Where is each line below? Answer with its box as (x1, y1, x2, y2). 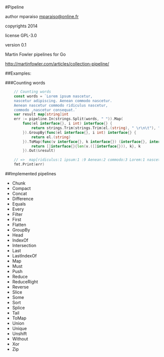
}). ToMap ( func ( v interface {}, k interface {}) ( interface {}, (22, 139, 147, 144)
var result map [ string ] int (14, 112, 69, 117)
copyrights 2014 (5, 23, 38, 29)
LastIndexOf (12, 252, 37, 258)
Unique (12, 325, 27, 331)
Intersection (12, 242, 37, 248)
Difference (12, 195, 34, 202)
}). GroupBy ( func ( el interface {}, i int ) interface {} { (22, 130, 137, 135)
